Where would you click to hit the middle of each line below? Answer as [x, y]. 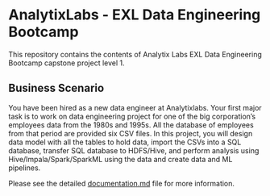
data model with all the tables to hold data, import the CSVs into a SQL [125, 142]
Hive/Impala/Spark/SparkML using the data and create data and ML [120, 159]
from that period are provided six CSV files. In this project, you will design [131, 133]
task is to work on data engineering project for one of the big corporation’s [132, 116]
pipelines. [25, 168]
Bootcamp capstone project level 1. [66, 63]
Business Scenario [56, 88]
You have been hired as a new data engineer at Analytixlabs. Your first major [135, 107]
